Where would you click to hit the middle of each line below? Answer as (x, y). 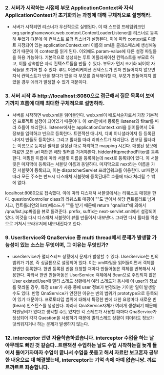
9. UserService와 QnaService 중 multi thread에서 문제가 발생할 (78, 238)
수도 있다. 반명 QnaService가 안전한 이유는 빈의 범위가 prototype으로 (79, 293)
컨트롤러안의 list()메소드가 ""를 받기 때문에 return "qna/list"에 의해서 (81, 205)
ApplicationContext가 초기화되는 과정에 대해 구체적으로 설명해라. (79, 15)
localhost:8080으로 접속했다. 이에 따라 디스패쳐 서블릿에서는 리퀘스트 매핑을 (78, 193)
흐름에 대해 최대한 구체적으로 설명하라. (62, 103)
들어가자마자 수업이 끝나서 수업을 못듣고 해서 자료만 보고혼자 (82, 352)
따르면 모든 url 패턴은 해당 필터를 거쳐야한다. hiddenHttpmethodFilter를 (81, 152)
